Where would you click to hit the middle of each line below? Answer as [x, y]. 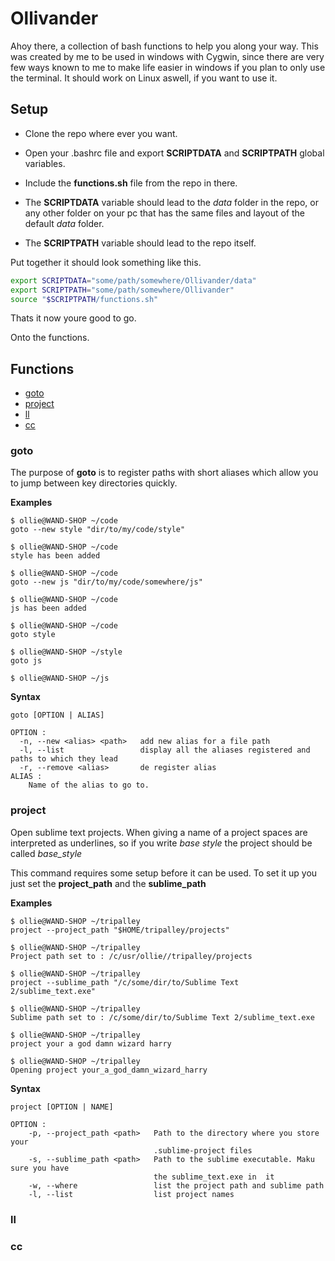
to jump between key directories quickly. [94, 483]
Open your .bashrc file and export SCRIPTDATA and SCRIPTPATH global [174, 153]
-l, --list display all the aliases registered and [165, 750]
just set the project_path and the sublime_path [108, 883]
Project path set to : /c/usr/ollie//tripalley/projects [131, 956]
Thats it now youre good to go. [73, 318]
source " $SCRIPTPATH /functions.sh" [84, 299]
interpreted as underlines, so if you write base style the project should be [161, 843]
